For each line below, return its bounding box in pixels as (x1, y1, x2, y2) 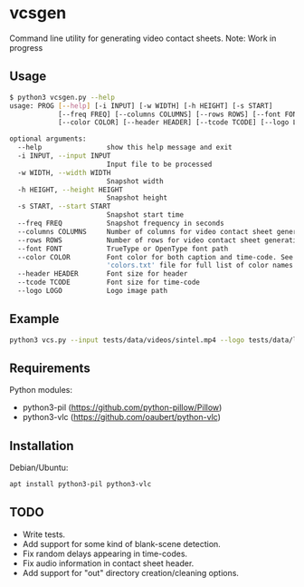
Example (9, 311, 60, 327)
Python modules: (9, 385, 72, 396)
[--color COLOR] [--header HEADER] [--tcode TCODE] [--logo (57, 118, 290, 127)
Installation (9, 438, 74, 454)
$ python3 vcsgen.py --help (9, 93, 116, 102)
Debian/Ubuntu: (9, 462, 69, 474)
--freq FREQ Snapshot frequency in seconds (17, 219, 224, 228)
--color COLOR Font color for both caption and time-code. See (17, 252, 294, 261)
